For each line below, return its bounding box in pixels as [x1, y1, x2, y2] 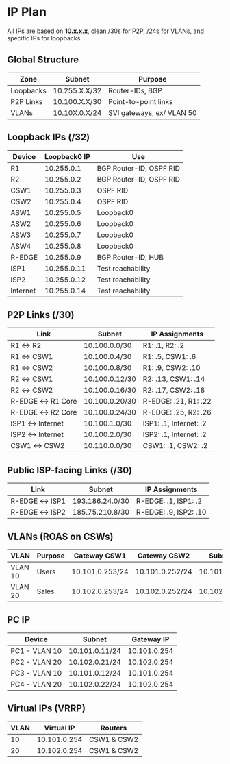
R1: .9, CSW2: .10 [142, 363, 201, 373]
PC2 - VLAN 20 [10, 657, 62, 667]
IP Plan [7, 4, 47, 20]
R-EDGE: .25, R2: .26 [142, 408, 212, 417]
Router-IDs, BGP [108, 86, 162, 95]
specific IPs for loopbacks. [7, 34, 82, 42]
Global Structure [7, 54, 79, 66]
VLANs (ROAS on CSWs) [7, 530, 114, 542]
